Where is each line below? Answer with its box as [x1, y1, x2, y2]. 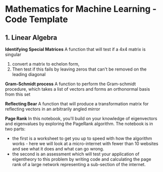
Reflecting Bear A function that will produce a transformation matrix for [5, 101, 149, 106]
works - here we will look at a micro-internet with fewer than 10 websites [12, 141, 159, 147]
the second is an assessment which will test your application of [12, 151, 140, 157]
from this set [5, 92, 31, 97]
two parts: [5, 126, 26, 132]
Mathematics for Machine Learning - [5, 3, 157, 15]
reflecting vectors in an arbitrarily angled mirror [5, 106, 101, 112]
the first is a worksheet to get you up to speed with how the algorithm [12, 136, 152, 141]
